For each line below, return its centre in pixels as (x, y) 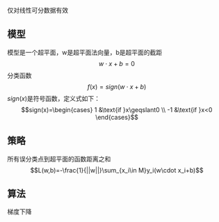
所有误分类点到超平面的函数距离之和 (59, 159)
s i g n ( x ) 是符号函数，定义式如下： (54, 98)
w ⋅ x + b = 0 (117, 63)
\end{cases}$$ (117, 117)
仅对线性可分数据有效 (38, 10)
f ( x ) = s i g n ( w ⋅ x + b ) (117, 86)
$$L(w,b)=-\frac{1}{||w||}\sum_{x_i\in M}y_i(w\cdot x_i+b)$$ (117, 170)
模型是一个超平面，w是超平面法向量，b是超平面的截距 (85, 52)
